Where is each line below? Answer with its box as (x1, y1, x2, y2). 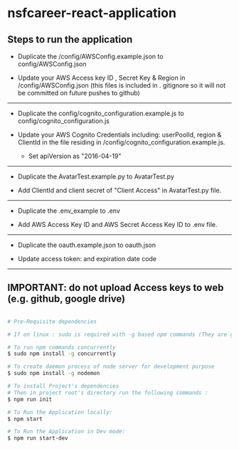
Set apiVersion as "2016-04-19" (28, 152, 122, 160)
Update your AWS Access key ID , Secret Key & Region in (17, 73, 186, 82)
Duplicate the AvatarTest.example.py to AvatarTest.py (17, 172, 174, 181)
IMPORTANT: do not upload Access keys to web (7, 282, 224, 294)
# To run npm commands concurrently (7, 344, 116, 351)
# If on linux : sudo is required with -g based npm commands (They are (7, 331, 228, 338)
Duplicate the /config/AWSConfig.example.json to (17, 52, 164, 60)
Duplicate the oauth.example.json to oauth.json (17, 241, 156, 249)
